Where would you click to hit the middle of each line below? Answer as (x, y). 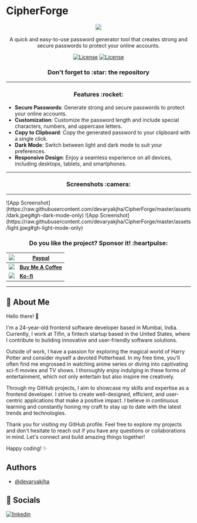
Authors (21, 467)
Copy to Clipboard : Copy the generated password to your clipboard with (102, 132)
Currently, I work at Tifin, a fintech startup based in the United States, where (98, 334)
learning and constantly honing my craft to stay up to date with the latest (94, 407)
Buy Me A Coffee (41, 267)
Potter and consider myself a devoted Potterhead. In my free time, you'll (93, 358)
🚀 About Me (28, 302)
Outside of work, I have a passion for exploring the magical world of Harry (96, 352)
